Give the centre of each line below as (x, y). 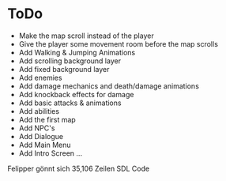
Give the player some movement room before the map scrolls (119, 43)
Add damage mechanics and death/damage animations (109, 86)
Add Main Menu (45, 145)
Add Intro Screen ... (51, 153)
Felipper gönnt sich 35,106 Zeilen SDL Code (79, 168)
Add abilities (39, 111)
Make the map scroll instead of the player (87, 36)
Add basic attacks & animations (70, 103)
